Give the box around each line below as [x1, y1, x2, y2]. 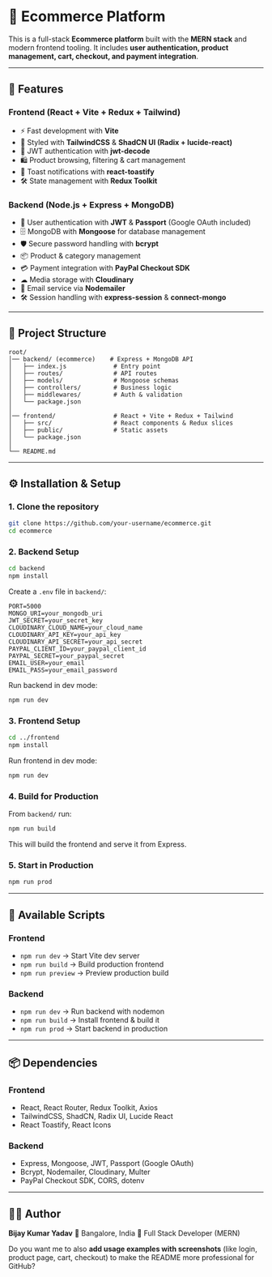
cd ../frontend [8, 733, 60, 742]
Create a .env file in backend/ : [8, 587, 107, 596]
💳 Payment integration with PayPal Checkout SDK [19, 263, 190, 272]
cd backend [8, 565, 45, 573]
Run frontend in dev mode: [8, 756, 98, 766]
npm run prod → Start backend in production [19, 1024, 168, 1034]
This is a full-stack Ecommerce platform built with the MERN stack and [8, 34, 247, 44]
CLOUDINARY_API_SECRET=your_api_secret [8, 638, 143, 647]
